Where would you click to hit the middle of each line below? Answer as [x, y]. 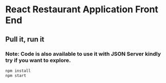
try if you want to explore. [38, 60]
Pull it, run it [25, 39]
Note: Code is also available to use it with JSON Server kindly [83, 54]
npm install [18, 71]
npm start [16, 75]
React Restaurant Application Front [82, 9]
